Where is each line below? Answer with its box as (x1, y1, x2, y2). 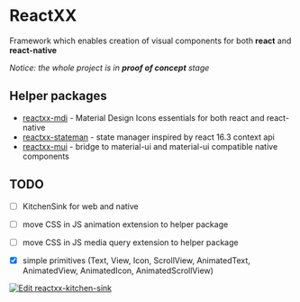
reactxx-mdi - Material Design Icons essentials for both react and (22, 112, 265, 123)
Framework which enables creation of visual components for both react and (9, 35, 292, 46)
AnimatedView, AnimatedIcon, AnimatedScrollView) (22, 265, 214, 276)
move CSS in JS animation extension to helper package (22, 218, 229, 230)
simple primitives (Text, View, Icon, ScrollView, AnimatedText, (22, 254, 250, 266)
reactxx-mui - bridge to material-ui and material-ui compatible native (22, 141, 278, 151)
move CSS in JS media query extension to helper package (22, 236, 239, 248)
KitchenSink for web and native (22, 200, 139, 212)
